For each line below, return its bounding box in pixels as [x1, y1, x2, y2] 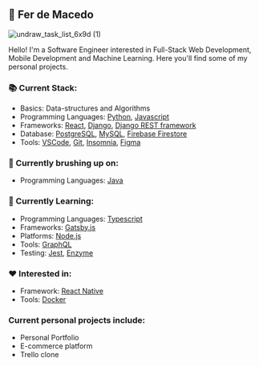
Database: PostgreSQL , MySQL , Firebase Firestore [19, 129, 188, 139]
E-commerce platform [19, 341, 93, 351]
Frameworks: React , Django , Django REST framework [19, 121, 196, 131]
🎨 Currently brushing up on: [8, 158, 119, 169]
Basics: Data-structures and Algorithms [19, 103, 151, 113]
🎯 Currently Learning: [8, 195, 95, 207]
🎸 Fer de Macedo [8, 8, 94, 22]
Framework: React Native [19, 286, 104, 296]
